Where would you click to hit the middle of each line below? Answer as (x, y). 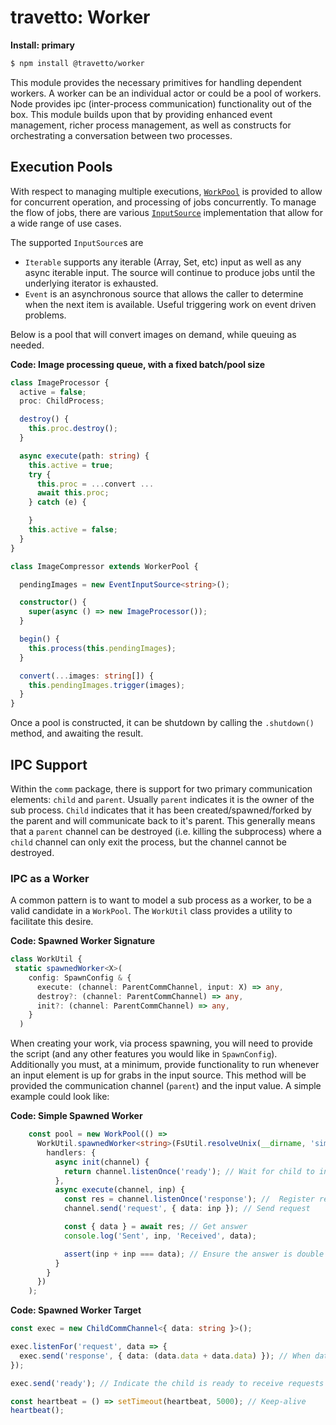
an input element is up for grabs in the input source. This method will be (158, 1075)
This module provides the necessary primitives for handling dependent (156, 82)
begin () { (39, 639)
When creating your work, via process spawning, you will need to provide (161, 1043)
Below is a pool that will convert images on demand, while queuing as (153, 334)
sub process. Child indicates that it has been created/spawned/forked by (161, 810)
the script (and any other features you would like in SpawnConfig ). (144, 1054)
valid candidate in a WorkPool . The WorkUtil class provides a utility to (151, 911)
